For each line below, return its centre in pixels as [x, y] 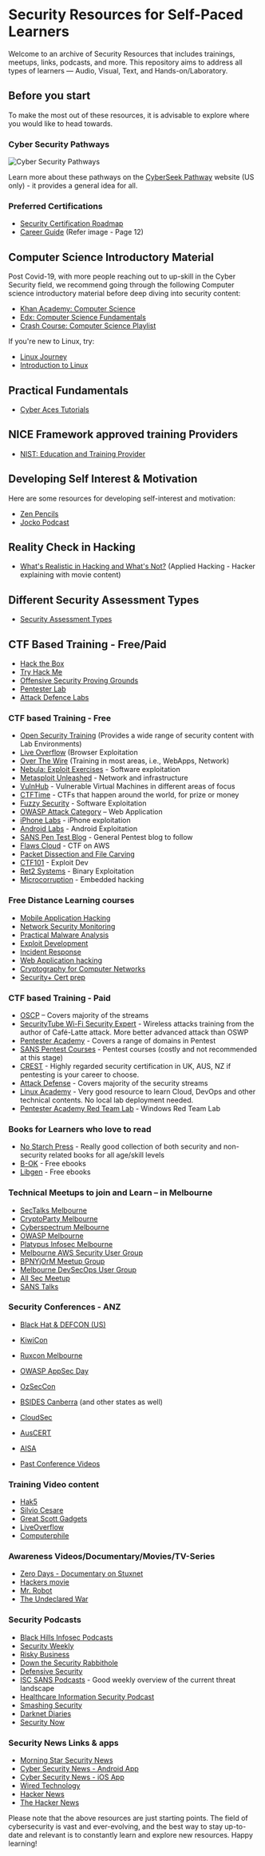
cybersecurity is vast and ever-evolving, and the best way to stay [116, 1826]
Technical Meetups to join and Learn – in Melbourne [111, 1193]
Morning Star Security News [66, 1760]
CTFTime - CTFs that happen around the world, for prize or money [129, 795]
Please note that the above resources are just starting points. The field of [129, 1818]
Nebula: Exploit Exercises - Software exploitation [100, 770]
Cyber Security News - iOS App [72, 1777]
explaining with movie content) [70, 575]
